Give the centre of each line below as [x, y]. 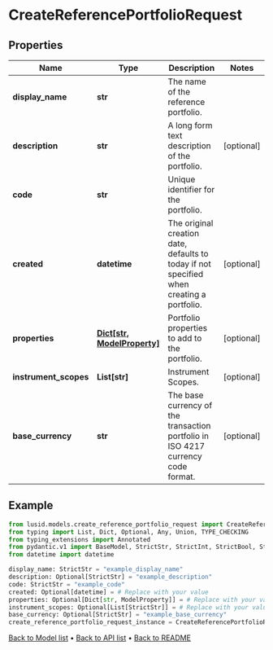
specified [186, 274]
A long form [190, 125]
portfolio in [188, 436]
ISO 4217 [186, 446]
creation [184, 233]
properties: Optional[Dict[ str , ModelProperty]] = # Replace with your [132, 599]
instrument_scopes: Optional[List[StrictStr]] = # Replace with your [129, 607]
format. [182, 477]
